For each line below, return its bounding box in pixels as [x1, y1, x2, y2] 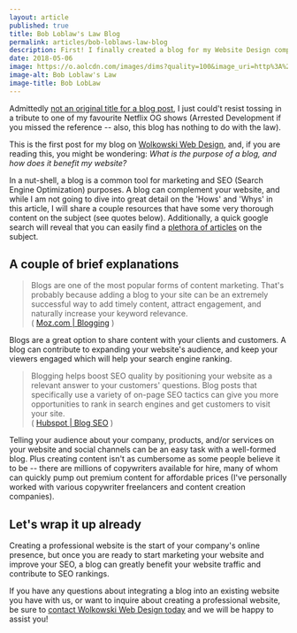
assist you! [9, 614, 49, 624]
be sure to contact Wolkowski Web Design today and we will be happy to [9, 605, 274, 615]
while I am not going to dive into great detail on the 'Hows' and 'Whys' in [9, 194, 273, 204]
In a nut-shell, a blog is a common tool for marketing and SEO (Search [9, 174, 263, 186]
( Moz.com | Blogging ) [30, 317, 115, 328]
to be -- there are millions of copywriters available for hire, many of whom [9, 463, 278, 474]
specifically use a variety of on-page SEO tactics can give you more [30, 390, 279, 400]
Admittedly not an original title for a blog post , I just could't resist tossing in [9, 103, 282, 113]
